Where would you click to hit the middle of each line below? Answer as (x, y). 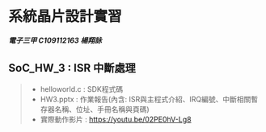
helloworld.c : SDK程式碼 (82, 89)
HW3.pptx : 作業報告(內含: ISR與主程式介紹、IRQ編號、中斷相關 (146, 99)
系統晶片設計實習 (65, 16)
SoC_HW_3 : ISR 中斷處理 (72, 68)
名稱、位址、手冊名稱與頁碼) (102, 109)
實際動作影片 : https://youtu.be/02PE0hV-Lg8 (116, 119)
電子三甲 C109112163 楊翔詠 (55, 40)
